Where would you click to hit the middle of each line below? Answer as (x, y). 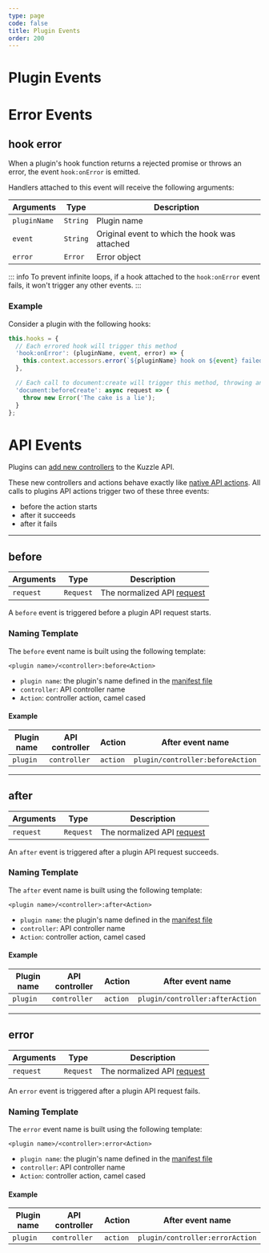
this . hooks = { (34, 338)
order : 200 (26, 38)
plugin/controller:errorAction (197, 1238)
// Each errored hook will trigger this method (96, 346)
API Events (45, 445)
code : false (28, 23)
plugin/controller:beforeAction (195, 759)
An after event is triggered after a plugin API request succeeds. (114, 851)
